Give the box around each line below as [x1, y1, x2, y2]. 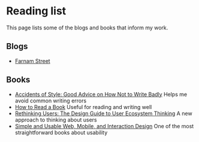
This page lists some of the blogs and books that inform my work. [6, 24, 168, 31]
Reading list [6, 4, 67, 18]
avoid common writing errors [14, 97, 87, 104]
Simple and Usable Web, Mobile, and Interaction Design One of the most [14, 122, 194, 129]
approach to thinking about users [14, 116, 97, 123]
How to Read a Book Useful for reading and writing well [14, 103, 152, 110]
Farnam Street [14, 57, 50, 64]
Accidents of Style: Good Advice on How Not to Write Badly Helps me [14, 90, 188, 98]
